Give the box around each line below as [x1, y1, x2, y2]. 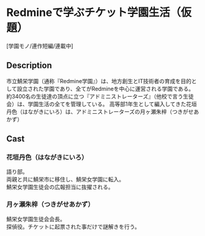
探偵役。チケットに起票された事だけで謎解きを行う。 [6, 223, 141, 230]
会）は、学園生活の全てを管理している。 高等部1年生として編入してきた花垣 [6, 100, 197, 108]
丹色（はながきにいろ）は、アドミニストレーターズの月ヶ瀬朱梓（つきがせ [6, 108, 194, 115]
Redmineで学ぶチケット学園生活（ [6, 6, 181, 20]
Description [6, 61, 52, 71]
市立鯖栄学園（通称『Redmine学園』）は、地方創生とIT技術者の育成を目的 [6, 77, 192, 84]
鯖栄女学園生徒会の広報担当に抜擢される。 [6, 183, 114, 191]
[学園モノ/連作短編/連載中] [6, 42, 73, 50]
